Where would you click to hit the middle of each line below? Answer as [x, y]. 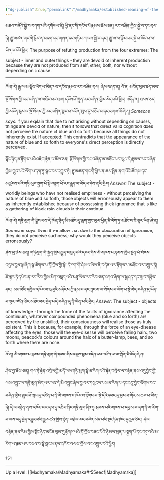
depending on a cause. [28, 70]
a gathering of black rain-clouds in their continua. [55, 209]
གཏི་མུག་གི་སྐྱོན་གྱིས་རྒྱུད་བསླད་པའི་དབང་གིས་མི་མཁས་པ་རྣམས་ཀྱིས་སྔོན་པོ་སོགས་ [90, 252]
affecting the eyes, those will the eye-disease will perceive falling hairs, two [81, 332]
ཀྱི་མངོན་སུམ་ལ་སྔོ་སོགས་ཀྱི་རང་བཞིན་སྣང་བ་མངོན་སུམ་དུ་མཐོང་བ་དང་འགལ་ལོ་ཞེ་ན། [68, 111]
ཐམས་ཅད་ [148, 99]
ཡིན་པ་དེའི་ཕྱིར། [17, 50]
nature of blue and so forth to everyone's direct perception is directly [75, 142]
